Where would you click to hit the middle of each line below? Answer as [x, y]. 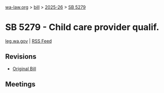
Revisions [21, 57]
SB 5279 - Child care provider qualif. [82, 27]
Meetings [21, 84]
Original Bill [24, 69]
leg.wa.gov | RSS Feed [29, 41]
